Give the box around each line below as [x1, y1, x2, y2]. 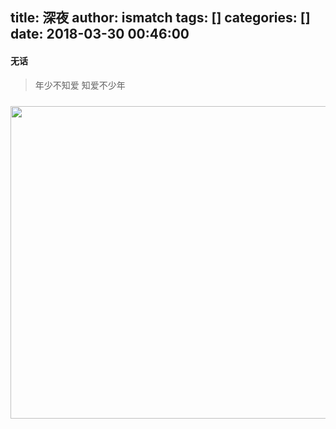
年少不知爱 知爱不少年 [34, 79, 126, 91]
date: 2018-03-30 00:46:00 [10, 26, 190, 43]
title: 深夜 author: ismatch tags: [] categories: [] [10, 9, 311, 27]
